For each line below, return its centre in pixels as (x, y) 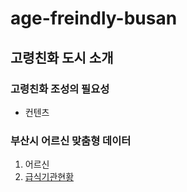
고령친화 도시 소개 (62, 57)
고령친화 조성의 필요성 (60, 89)
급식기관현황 (49, 177)
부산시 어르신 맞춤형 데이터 (71, 140)
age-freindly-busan (94, 18)
